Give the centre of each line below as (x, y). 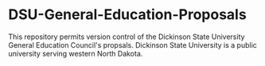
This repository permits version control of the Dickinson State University (127, 37)
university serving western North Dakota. (76, 53)
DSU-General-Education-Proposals (127, 15)
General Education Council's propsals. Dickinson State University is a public (132, 45)
